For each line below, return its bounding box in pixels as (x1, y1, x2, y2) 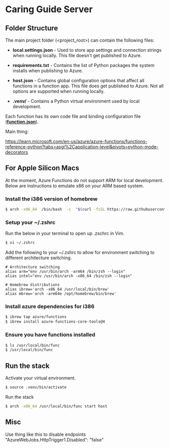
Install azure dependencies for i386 (5, 303, 95, 310)
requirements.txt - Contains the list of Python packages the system (12, 62, 155, 68)
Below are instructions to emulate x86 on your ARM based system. (5, 183, 144, 189)
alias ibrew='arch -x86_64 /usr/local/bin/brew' (5, 287, 110, 292)
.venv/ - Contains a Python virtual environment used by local (12, 98, 140, 104)
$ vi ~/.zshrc (5, 240, 35, 246)
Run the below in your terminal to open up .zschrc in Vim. (5, 230, 125, 236)
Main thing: (5, 128, 29, 134)
